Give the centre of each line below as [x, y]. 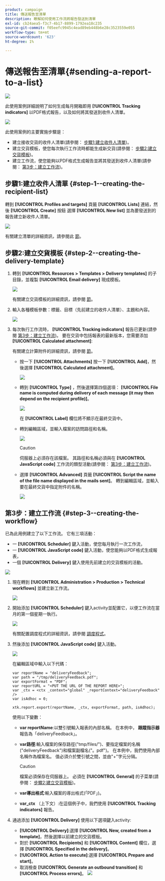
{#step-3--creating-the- [100, 513]
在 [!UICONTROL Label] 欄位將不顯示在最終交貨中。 [72, 419]
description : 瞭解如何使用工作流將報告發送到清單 [51, 19]
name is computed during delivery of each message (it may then [86, 393]
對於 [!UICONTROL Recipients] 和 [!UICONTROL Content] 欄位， [86, 843]
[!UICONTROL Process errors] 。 [53, 874]
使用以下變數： [27, 717]
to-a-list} [24, 82]
